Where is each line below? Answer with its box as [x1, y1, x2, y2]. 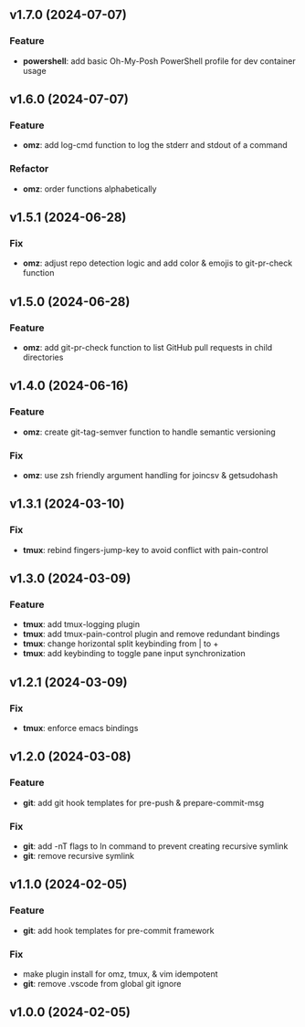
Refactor [9, 162, 49, 175]
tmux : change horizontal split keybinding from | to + [22, 638, 219, 649]
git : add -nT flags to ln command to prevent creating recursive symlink [22, 841, 289, 852]
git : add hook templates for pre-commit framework [22, 925, 215, 936]
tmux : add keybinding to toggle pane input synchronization [22, 648, 247, 659]
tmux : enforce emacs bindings [22, 723, 139, 734]
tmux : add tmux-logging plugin [22, 619, 140, 630]
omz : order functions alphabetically [22, 183, 157, 194]
